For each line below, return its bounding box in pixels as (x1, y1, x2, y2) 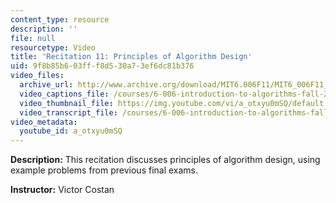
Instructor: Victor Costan (10, 184, 115, 196)
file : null (10, 33, 56, 43)
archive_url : (19, 80, 74, 90)
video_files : (10, 71, 65, 81)
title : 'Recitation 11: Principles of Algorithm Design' (10, 52, 253, 62)
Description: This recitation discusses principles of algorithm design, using (10, 154, 321, 166)
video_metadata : (10, 117, 78, 127)
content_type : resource (10, 14, 110, 25)
